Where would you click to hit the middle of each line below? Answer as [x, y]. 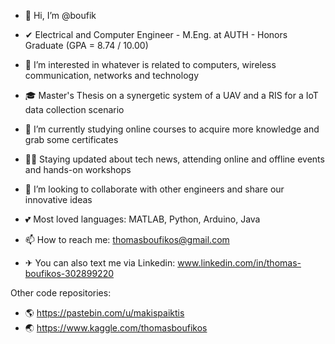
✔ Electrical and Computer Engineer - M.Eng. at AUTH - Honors [156, 34]
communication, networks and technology [112, 75]
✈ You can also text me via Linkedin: [100, 263]
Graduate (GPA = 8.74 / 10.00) [86, 45]
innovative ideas [58, 199]
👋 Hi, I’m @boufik [60, 15]
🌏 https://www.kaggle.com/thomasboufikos [116, 328]
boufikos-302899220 [69, 273]
